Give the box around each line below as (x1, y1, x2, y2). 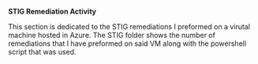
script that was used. (8, 47, 77, 56)
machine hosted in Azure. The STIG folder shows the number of (8, 31, 215, 40)
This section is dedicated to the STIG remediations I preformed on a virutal (8, 22, 251, 31)
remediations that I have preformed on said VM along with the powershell (8, 39, 247, 48)
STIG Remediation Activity (8, 7, 97, 16)
